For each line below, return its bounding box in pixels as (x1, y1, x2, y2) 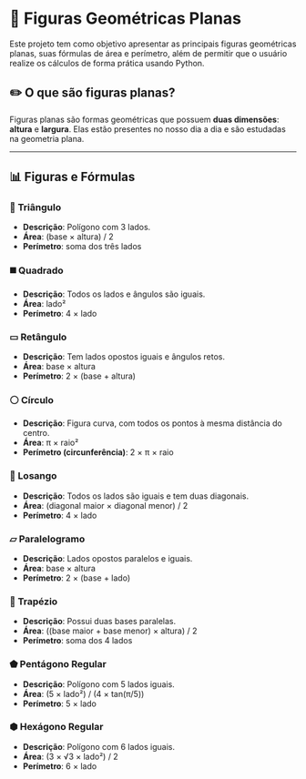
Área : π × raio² (22, 437, 79, 449)
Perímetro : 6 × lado (22, 760, 97, 772)
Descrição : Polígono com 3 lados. (22, 222, 151, 233)
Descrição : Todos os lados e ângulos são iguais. (22, 288, 206, 299)
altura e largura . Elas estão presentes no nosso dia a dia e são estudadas (9, 123, 287, 135)
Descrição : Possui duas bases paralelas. (22, 616, 177, 627)
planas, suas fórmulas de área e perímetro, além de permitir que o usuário (9, 47, 288, 58)
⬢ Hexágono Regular (9, 721, 104, 733)
